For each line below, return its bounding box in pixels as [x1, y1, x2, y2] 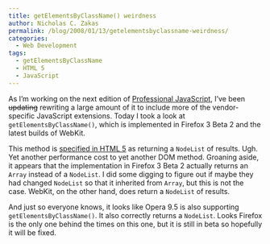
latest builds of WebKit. [8, 128, 86, 138]
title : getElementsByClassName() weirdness [8, 11, 157, 20]
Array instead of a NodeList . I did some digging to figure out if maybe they [8, 169, 254, 179]
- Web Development [15, 42, 78, 50]
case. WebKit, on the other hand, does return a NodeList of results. [8, 186, 231, 196]
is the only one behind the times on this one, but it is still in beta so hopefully [8, 219, 263, 229]
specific [8, 110, 35, 121]
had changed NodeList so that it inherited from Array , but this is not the [8, 178, 244, 188]
